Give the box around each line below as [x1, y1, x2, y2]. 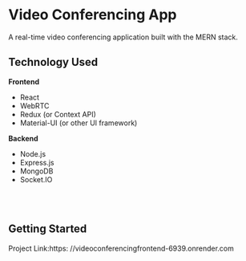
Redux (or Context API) [19, 109, 96, 119]
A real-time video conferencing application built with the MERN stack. [8, 32, 239, 42]
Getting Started [8, 222, 87, 236]
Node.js [19, 149, 46, 158]
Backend [8, 133, 38, 143]
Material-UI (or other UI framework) [19, 118, 138, 128]
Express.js [19, 157, 54, 167]
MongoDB [19, 166, 54, 176]
